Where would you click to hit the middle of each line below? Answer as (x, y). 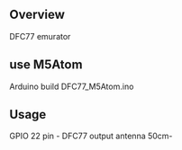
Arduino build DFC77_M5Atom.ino (72, 86)
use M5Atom (46, 65)
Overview (37, 15)
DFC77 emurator (40, 36)
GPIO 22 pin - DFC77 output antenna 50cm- (91, 136)
